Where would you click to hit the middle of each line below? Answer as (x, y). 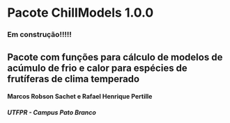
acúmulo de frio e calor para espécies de (98, 68)
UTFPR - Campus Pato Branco (52, 112)
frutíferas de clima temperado (74, 79)
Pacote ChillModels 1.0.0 (80, 13)
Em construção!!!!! (39, 35)
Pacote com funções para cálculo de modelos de (115, 57)
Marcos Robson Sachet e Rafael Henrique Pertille (80, 97)
